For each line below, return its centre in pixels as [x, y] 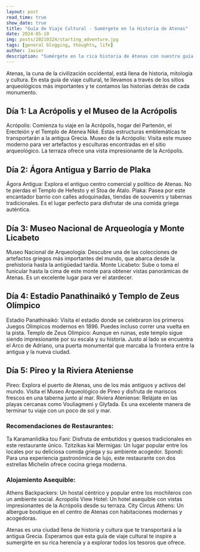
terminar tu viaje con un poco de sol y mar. [59, 410]
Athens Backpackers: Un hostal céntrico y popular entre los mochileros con [99, 493]
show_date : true [26, 23]
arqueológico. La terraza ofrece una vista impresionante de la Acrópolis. [95, 151]
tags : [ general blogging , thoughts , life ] [60, 45]
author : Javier [25, 51]
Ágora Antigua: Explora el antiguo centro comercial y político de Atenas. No [99, 184]
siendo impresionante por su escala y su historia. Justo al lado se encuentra [100, 339]
